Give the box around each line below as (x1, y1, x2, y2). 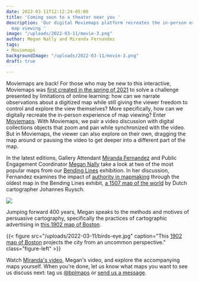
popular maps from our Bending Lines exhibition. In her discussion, (6, 166, 170, 174)
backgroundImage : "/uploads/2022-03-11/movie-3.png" (6, 53, 139, 59)
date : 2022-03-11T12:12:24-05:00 (6, 8, 89, 15)
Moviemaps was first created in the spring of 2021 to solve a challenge (6, 86, 179, 93)
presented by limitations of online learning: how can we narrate (6, 92, 161, 100)
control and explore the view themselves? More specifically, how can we (6, 105, 184, 112)
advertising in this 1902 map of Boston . (6, 220, 102, 228)
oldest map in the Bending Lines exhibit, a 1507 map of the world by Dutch (6, 179, 188, 187)
